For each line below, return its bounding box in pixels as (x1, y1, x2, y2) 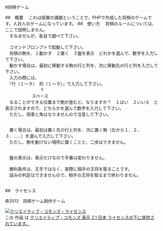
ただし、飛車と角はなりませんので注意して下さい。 (9, 111, 112, 117)
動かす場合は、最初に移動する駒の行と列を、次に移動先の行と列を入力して (9, 63, 159, 68)
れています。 (5, 221, 31, 226)
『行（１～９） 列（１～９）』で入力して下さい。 (9, 81, 106, 86)
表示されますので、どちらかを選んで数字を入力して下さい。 (5, 105, 124, 111)
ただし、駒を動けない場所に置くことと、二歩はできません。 (9, 139, 129, 145)
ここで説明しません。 (5, 27, 48, 33)
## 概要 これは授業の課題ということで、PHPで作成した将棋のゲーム (5, 15, 148, 21)
